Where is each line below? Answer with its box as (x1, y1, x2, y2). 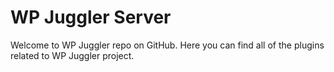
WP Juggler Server (10, 6, 172, 29)
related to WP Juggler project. (10, 49, 135, 61)
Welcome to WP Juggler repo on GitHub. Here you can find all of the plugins (10, 39, 325, 51)
